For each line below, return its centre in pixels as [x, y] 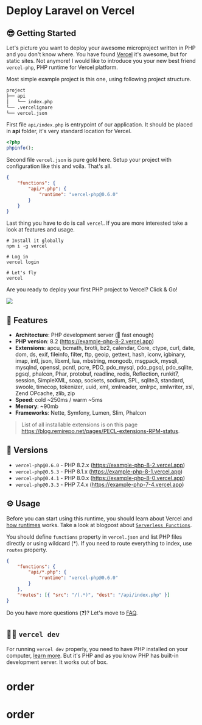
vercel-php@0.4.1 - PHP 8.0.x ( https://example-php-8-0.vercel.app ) [100, 478]
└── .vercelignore [30, 107]
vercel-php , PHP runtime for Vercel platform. [62, 67]
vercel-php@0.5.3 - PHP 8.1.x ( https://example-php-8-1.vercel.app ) [99, 472]
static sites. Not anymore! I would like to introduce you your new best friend [101, 61]
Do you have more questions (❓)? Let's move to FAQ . [72, 613]
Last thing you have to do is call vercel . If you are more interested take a [97, 223]
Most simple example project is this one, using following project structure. [99, 79]
